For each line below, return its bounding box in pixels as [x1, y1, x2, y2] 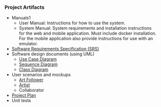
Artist [19, 82, 30, 88]
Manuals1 [11, 15, 31, 21]
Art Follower [19, 77, 43, 83]
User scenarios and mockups [11, 72, 71, 78]
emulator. [19, 41, 38, 47]
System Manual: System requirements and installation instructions [19, 25, 152, 31]
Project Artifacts [4, 4, 45, 11]
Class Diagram [19, 67, 49, 72]
